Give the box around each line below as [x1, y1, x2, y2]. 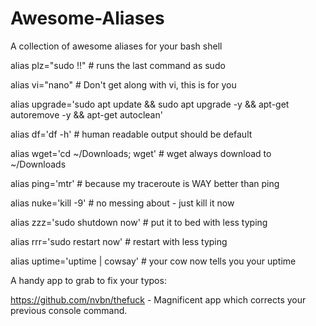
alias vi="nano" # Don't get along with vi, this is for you [10, 78, 237, 91]
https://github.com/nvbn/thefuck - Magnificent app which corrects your [10, 293, 307, 306]
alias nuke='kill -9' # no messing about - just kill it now [10, 197, 235, 209]
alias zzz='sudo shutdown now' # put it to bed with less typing [10, 216, 268, 228]
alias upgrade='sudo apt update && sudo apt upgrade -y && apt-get [10, 98, 290, 110]
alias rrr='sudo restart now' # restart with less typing [10, 235, 228, 247]
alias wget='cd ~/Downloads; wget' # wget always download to [10, 147, 272, 159]
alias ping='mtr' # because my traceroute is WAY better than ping [10, 177, 280, 189]
